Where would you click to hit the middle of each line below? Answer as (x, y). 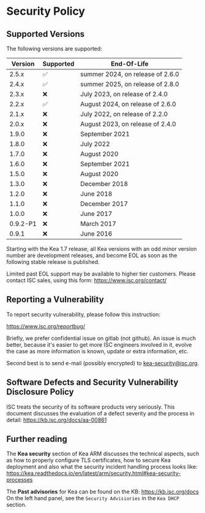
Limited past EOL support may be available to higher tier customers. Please (101, 274)
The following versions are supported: (54, 48)
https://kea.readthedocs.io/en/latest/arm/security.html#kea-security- (94, 473)
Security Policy (46, 11)
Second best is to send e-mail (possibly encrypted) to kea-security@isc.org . (103, 363)
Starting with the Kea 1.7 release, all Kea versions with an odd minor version (102, 249)
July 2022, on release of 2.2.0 (124, 114)
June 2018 (96, 194)
